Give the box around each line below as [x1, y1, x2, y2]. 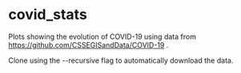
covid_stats [8, 6, 88, 24]
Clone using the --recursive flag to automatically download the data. [8, 56, 234, 65]
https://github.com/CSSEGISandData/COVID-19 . [8, 40, 169, 49]
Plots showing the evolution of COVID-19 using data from [8, 32, 196, 41]
